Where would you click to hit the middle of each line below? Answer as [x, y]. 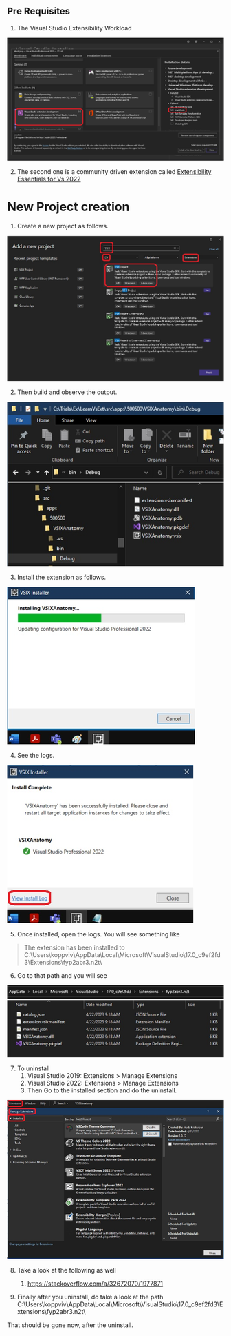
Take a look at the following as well [67, 1270]
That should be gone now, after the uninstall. [70, 1325]
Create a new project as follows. [63, 226]
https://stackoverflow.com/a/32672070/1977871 [95, 1284]
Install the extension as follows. [62, 577]
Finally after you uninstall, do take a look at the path [90, 1297]
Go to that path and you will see [62, 975]
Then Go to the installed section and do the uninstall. [102, 1090]
